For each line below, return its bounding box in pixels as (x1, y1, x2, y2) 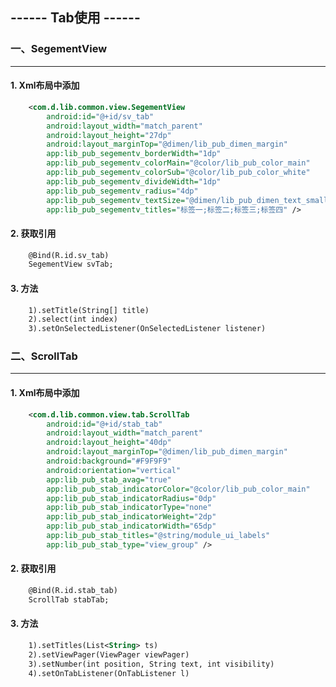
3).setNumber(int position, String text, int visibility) (28, 659, 275, 669)
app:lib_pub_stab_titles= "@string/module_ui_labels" (46, 531, 271, 541)
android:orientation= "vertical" (46, 465, 182, 475)
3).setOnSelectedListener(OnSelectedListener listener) (28, 324, 267, 334)
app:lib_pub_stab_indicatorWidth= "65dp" (46, 521, 217, 532)
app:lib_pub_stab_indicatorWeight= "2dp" (46, 512, 217, 522)
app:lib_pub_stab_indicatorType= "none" (46, 503, 213, 513)
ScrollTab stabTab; (28, 594, 110, 605)
